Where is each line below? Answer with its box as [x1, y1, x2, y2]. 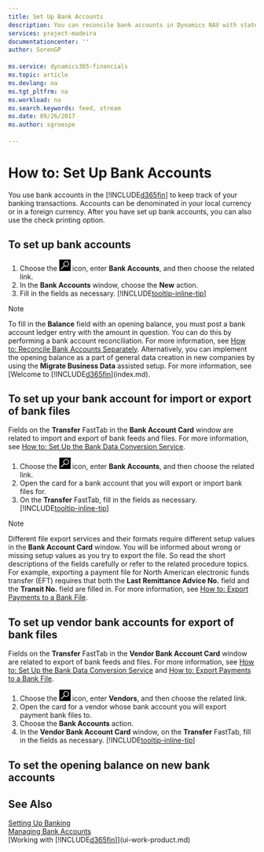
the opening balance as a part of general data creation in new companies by [8, 352, 255, 362]
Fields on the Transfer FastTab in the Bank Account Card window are [8, 426, 234, 435]
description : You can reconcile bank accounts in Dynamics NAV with [8, 20, 237, 29]
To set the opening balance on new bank [8, 758, 211, 772]
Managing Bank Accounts [8, 827, 92, 836]
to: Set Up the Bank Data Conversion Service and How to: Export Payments [8, 666, 251, 675]
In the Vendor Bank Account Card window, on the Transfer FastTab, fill [19, 727, 251, 737]
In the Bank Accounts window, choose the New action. [19, 280, 199, 289]
